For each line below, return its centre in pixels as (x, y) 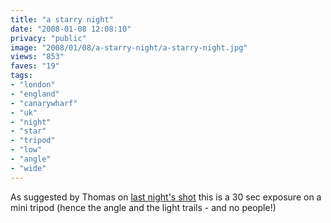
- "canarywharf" (44, 103)
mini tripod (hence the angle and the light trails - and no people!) (143, 207)
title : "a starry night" (62, 19)
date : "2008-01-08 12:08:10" (71, 29)
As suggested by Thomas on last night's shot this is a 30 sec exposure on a (166, 197)
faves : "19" (35, 66)
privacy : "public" (48, 38)
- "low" (26, 150)
